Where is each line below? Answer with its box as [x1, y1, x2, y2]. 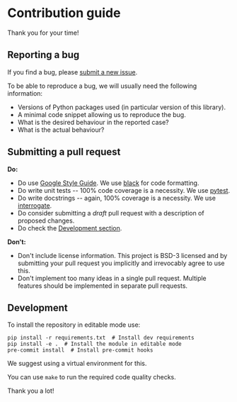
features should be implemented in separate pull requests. [17, 281, 188, 290]
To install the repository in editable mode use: [7, 320, 141, 329]
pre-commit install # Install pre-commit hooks [7, 347, 154, 354]
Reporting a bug [7, 49, 80, 61]
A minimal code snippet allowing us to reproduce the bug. [17, 110, 186, 118]
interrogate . [17, 201, 52, 210]
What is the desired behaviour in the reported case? [17, 118, 169, 126]
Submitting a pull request [7, 146, 121, 158]
